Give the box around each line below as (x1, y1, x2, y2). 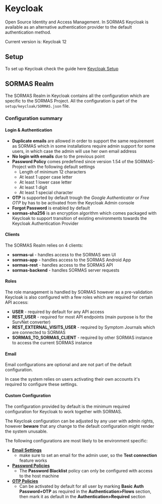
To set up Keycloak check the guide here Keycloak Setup (5, 66, 118, 71)
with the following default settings (27, 164, 95, 169)
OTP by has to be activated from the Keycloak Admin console (12, 200, 134, 205)
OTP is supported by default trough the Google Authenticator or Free (12, 195, 149, 201)
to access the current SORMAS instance (12, 340, 92, 346)
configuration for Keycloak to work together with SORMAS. (5, 408, 122, 414)
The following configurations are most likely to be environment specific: (5, 437, 148, 443)
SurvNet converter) (12, 319, 51, 325)
